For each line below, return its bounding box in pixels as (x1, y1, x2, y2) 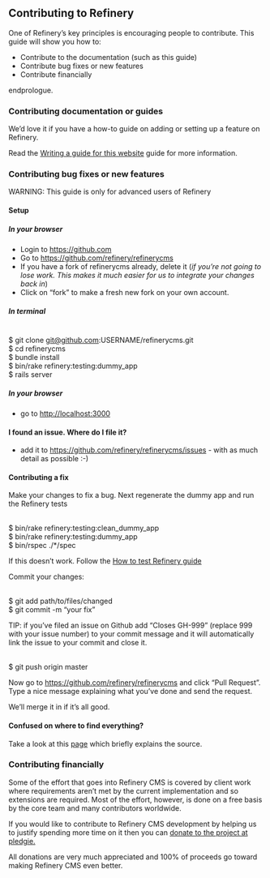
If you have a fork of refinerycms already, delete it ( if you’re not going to (19, 261, 262, 271)
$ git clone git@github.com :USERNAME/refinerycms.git (8, 335, 194, 345)
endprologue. (8, 85, 54, 95)
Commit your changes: (8, 572, 85, 582)
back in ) (19, 279, 49, 289)
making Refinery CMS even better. (8, 860, 123, 870)
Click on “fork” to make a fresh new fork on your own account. (19, 287, 229, 297)
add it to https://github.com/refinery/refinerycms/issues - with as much (19, 445, 259, 455)
